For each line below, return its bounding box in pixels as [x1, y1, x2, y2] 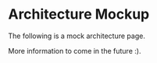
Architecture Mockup [8, 5, 150, 23]
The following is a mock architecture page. [8, 31, 146, 40]
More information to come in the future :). [8, 46, 141, 55]
